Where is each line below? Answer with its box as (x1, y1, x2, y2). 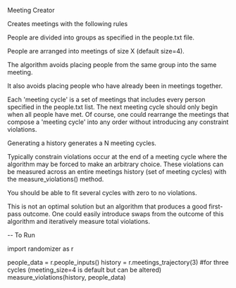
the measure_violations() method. (7, 175, 104, 183)
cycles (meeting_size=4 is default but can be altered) (7, 265, 162, 274)
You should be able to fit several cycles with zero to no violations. (7, 189, 197, 196)
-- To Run (7, 231, 35, 239)
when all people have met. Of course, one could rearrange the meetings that (7, 111, 229, 118)
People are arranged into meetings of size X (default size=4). (7, 47, 185, 55)
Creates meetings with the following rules (7, 20, 128, 27)
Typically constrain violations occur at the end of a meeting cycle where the (7, 153, 228, 161)
